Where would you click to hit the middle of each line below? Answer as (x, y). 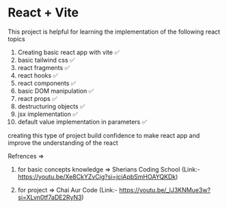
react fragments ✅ (44, 67)
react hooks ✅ (38, 75)
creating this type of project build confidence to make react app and (104, 135)
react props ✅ (37, 98)
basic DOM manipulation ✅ (56, 91)
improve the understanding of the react (63, 143)
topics (17, 38)
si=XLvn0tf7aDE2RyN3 (50, 197)
